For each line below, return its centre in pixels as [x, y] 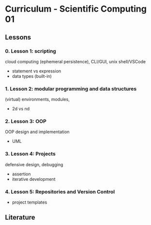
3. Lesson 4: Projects [30, 154]
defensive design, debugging [34, 164]
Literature [20, 217]
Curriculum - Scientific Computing [76, 9]
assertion [21, 174]
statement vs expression [37, 71]
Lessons [18, 37]
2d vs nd [21, 109]
